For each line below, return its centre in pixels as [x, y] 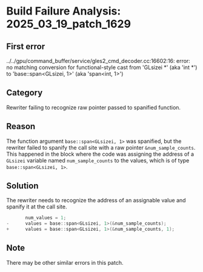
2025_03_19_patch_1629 [69, 24]
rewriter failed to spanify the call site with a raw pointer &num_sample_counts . [101, 147]
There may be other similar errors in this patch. [65, 262]
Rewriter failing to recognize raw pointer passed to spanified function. [93, 107]
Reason [21, 126]
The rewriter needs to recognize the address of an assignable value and [96, 201]
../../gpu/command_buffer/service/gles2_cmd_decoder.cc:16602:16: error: [98, 61]
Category [25, 93]
